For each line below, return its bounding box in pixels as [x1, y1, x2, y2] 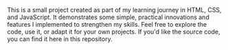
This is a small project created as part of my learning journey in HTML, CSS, [7, 6, 222, 14]
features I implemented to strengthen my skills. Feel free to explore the [7, 21, 207, 28]
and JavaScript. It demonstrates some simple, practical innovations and [7, 13, 209, 21]
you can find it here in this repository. [7, 35, 113, 43]
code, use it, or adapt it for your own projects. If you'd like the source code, [7, 27, 220, 36]
